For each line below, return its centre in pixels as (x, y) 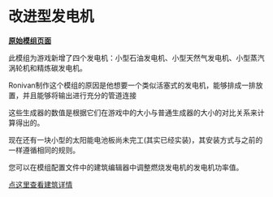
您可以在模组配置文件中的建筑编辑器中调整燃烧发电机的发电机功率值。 (126, 167)
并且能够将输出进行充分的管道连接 (79, 95)
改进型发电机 (52, 17)
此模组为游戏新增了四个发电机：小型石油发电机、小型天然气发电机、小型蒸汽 (136, 58)
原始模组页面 (30, 41)
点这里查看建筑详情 (41, 184)
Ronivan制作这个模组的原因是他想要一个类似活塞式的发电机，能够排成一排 (132, 85)
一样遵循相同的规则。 (44, 150)
